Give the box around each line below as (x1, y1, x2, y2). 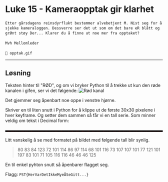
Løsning (5, 69, 31, 77)
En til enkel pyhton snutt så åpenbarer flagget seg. (5, 161, 109, 167)
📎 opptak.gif (5, 50, 32, 55)
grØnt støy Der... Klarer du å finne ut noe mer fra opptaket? (5, 30, 140, 35)
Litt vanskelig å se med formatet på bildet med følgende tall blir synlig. (5, 136, 150, 143)
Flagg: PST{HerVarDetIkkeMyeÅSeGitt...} (5, 171, 89, 177)
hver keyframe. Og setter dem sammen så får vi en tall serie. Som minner (5, 112, 156, 118)
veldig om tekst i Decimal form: (5, 117, 69, 123)
